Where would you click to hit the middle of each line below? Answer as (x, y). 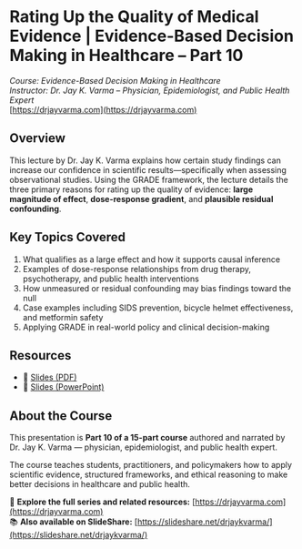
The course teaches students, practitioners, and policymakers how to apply (151, 465)
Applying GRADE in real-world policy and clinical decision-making (146, 327)
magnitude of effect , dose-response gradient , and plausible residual (141, 198)
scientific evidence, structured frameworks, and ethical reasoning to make (149, 474)
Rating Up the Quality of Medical (134, 17)
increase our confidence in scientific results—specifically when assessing (148, 169)
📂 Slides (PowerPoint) (63, 387)
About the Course (61, 416)
